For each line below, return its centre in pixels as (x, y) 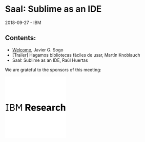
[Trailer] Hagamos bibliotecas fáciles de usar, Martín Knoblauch (76, 55)
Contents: (21, 38)
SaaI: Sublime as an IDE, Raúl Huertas (50, 60)
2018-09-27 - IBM (23, 23)
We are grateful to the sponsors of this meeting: (53, 70)
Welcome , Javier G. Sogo (38, 49)
